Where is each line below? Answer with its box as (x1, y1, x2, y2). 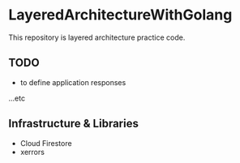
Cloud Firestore (19, 138, 72, 148)
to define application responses (19, 77, 126, 87)
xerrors (19, 147, 45, 157)
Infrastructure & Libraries (8, 117, 139, 131)
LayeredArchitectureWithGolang (8, 6, 233, 24)
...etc (8, 93, 26, 103)
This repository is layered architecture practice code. (8, 32, 186, 42)
